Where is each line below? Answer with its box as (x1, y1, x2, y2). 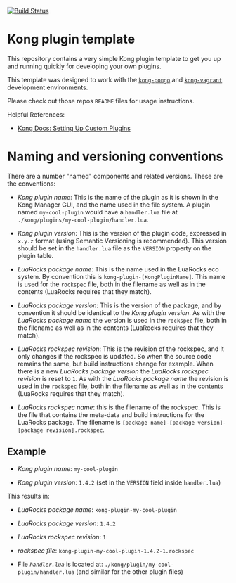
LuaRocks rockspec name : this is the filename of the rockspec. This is (17, 403, 221, 411)
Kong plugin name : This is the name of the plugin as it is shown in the (17, 193, 219, 201)
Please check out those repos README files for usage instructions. (7, 96, 195, 105)
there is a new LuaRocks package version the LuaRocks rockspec (17, 366, 209, 376)
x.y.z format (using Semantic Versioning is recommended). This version (17, 236, 227, 245)
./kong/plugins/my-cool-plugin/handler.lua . (17, 215, 149, 224)
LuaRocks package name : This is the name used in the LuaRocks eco (17, 264, 219, 274)
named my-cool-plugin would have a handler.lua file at (17, 207, 178, 216)
